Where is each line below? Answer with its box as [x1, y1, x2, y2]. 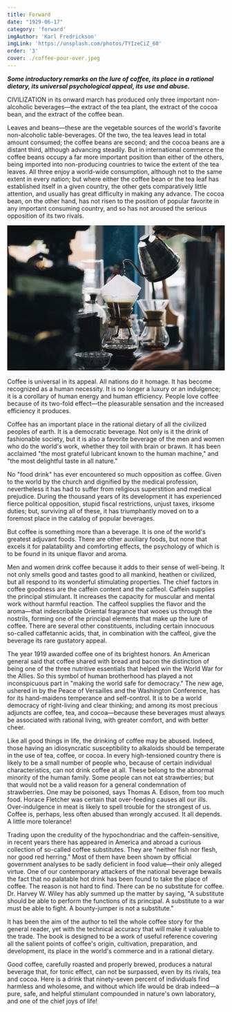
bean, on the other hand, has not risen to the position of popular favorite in [7, 197, 220, 205]
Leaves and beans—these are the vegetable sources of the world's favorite [7, 123, 222, 131]
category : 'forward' [7, 26, 67, 32]
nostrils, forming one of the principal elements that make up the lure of [7, 614, 209, 622]
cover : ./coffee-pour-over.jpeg [7, 55, 100, 62]
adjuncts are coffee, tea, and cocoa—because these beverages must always [7, 708, 225, 716]
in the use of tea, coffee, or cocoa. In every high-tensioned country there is [7, 751, 222, 759]
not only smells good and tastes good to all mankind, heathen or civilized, [7, 570, 216, 578]
